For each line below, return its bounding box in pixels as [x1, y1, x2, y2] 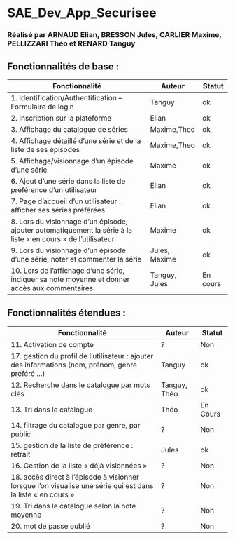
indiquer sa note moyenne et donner [10, 274, 130, 284]
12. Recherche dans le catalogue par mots [10, 380, 150, 390]
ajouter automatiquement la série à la [10, 225, 133, 235]
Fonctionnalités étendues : [7, 307, 126, 319]
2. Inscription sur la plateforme [10, 113, 112, 123]
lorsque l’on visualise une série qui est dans [10, 480, 154, 490]
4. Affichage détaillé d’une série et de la [10, 135, 141, 145]
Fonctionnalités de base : [7, 60, 120, 72]
